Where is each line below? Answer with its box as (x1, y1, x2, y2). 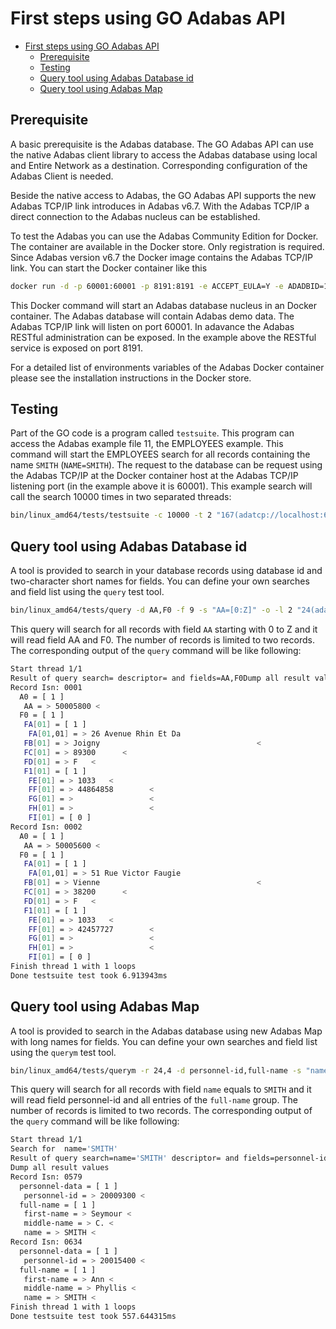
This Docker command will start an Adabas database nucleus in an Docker (10, 299, 318, 311)
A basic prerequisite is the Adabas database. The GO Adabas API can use (10, 138, 314, 150)
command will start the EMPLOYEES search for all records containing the (10, 448, 311, 461)
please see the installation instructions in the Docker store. (10, 372, 252, 384)
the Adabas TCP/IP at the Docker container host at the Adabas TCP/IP (10, 470, 299, 482)
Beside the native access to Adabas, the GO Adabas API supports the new (10, 189, 317, 201)
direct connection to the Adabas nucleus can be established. (10, 210, 261, 222)
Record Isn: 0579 (10, 1172, 83, 1182)
